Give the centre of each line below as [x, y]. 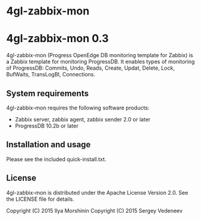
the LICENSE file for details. [40, 199]
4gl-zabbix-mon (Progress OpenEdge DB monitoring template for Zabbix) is [100, 55]
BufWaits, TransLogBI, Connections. [51, 75]
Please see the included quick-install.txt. [56, 159]
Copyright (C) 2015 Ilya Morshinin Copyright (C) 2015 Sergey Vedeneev [94, 210]
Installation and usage [49, 145]
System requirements [47, 93]
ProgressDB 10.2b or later [46, 126]
